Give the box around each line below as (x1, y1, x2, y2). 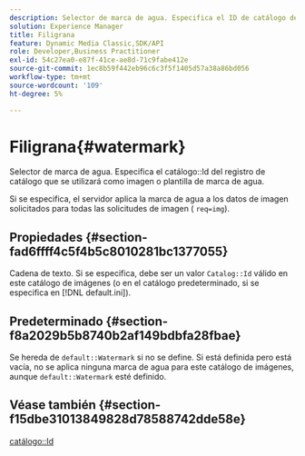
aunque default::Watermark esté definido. (9, 372, 167, 382)
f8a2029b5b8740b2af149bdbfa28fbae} (9, 328, 241, 343)
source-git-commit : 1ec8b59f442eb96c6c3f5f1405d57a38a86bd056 (9, 64, 250, 74)
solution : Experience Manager (9, 22, 124, 31)
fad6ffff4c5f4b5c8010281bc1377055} (9, 243, 229, 259)
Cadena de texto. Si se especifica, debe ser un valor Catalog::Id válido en (9, 268, 289, 279)
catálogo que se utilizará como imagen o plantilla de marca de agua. (9, 176, 265, 187)
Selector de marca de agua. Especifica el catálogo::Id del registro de (9, 166, 266, 177)
